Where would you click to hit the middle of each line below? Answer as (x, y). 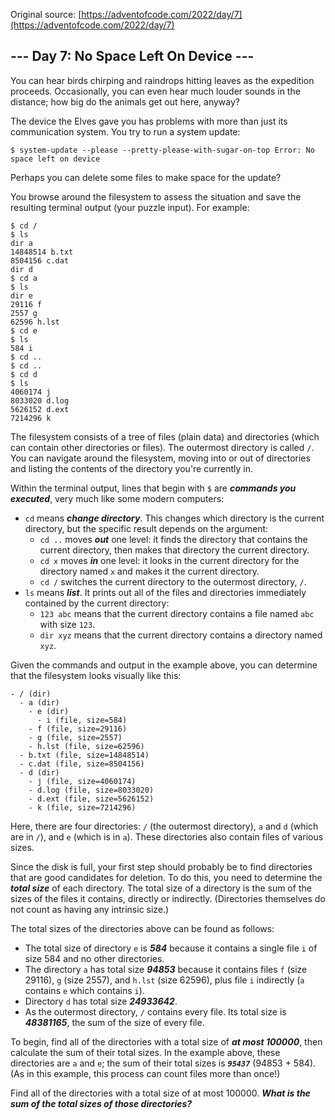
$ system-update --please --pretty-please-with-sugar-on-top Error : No (162, 150)
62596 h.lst (35, 322)
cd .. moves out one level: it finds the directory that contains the (173, 539)
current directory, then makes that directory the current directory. (174, 550)
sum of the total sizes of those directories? (101, 1103)
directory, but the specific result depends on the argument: (146, 528)
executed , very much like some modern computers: (117, 498)
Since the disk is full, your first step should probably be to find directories (161, 866)
